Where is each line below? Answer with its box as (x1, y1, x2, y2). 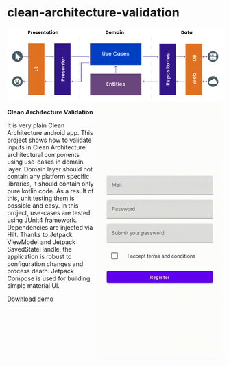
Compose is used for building (7, 274, 91, 282)
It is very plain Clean (7, 121, 65, 130)
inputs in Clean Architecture (7, 143, 86, 151)
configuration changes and (7, 259, 84, 268)
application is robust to (7, 252, 72, 260)
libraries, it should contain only (7, 180, 94, 188)
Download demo (7, 295, 53, 303)
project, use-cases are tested (7, 208, 91, 217)
